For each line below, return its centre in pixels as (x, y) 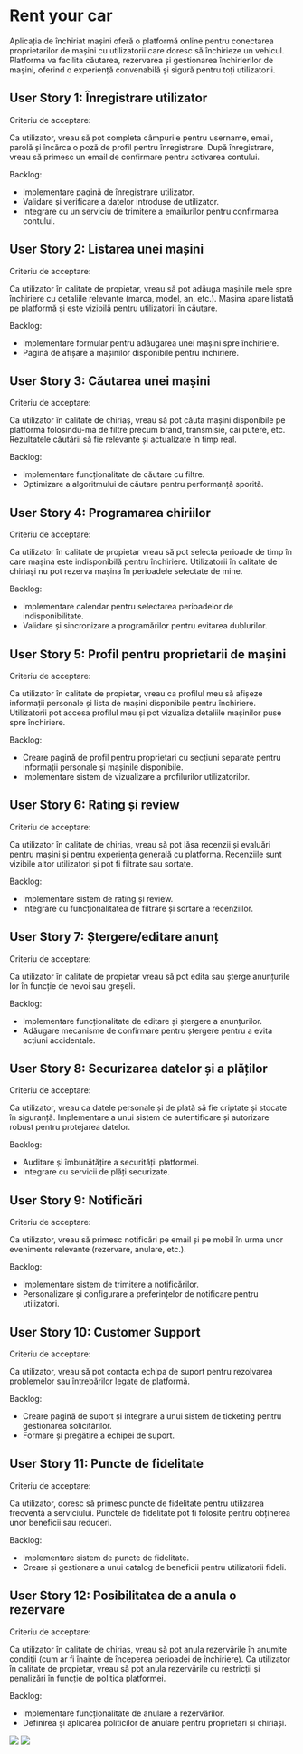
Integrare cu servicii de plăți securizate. (96, 1172)
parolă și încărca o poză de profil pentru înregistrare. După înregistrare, (142, 147)
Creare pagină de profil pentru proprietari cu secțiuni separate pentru (151, 757)
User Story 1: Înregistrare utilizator (109, 98)
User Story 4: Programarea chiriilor (110, 513)
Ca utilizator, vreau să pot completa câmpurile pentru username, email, (142, 138)
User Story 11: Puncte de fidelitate (107, 1464)
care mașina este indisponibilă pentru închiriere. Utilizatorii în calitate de (143, 561)
